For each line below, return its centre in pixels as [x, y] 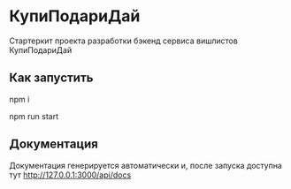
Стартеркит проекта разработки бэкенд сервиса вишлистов [124, 41]
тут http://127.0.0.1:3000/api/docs [70, 175]
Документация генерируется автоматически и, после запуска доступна [146, 165]
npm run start [34, 116]
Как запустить [51, 78]
